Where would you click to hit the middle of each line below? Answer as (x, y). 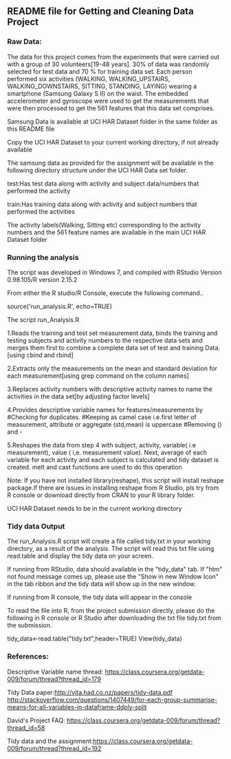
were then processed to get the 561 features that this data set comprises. (111, 108)
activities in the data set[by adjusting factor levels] (78, 396)
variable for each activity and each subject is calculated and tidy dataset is (113, 459)
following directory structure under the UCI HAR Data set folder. (97, 170)
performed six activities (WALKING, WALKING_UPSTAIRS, (89, 79)
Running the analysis (43, 257)
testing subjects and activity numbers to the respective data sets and (105, 340)
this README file (31, 129)
